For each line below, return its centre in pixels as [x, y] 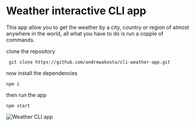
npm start [18, 106]
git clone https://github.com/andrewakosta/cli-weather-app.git [89, 62]
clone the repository [31, 51]
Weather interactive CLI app [76, 11]
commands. [21, 40]
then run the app [26, 95]
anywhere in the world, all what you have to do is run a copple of [85, 33]
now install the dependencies [42, 73]
